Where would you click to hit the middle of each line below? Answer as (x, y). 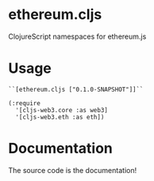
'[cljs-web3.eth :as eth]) (60, 117)
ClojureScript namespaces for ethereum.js (77, 36)
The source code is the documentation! (73, 170)
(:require (25, 103)
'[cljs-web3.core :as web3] (62, 110)
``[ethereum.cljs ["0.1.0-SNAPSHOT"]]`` (76, 89)
